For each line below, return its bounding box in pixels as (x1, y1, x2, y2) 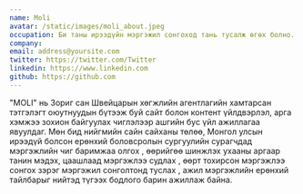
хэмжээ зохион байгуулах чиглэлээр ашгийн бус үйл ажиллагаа (9, 116, 261, 127)
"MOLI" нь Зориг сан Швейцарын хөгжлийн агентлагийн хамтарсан (9, 97, 272, 108)
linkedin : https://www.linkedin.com (9, 64, 148, 73)
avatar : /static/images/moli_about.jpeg (9, 22, 166, 31)
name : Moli (9, 13, 51, 23)
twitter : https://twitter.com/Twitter (9, 55, 157, 64)
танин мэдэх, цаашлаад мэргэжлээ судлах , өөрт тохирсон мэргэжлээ (9, 155, 286, 166)
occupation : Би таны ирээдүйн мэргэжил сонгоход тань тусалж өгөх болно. (9, 30, 296, 39)
